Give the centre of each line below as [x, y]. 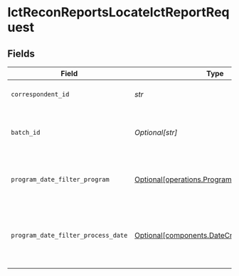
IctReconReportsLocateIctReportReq [118, 12]
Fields [21, 54]
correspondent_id [40, 94]
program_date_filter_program [60, 179]
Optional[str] [156, 132]
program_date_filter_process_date [69, 235]
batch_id [26, 132]
